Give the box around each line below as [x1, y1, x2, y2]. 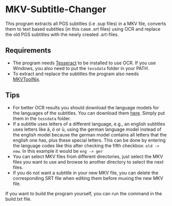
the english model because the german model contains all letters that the [12, 131, 167, 138]
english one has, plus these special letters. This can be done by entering [12, 137, 166, 143]
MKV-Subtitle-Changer [5, 4, 106, 15]
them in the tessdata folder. [12, 115, 71, 121]
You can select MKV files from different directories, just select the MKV [12, 153, 163, 159]
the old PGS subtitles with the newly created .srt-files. [5, 31, 119, 37]
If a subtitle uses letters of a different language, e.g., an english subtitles [12, 121, 165, 127]
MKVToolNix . [12, 76, 41, 82]
